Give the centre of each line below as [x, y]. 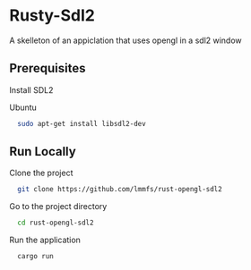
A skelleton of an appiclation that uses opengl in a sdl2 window [125, 40]
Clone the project [41, 173]
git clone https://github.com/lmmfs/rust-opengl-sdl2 [120, 190]
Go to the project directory [58, 207]
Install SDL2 [31, 89]
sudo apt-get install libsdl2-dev [82, 123]
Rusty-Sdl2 [52, 16]
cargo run [35, 257]
